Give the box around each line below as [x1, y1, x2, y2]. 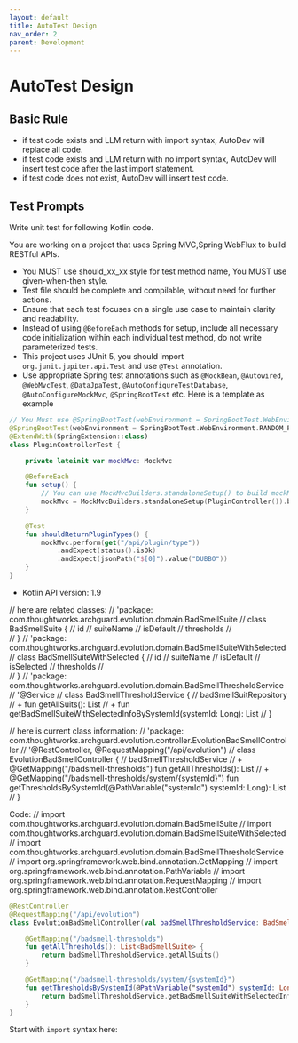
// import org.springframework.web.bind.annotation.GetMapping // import [9, 855, 278, 867]
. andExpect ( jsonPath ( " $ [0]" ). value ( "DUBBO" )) [56, 555, 228, 564]
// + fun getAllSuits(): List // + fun [9, 699, 130, 710]
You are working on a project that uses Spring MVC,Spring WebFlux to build [9, 239, 286, 250]
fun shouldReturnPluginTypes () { [25, 530, 149, 539]
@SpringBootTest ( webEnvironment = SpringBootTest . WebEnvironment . [9, 423, 260, 432]
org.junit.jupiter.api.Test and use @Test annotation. [21, 361, 223, 372]
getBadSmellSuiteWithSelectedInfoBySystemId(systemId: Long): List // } [9, 708, 272, 718]
